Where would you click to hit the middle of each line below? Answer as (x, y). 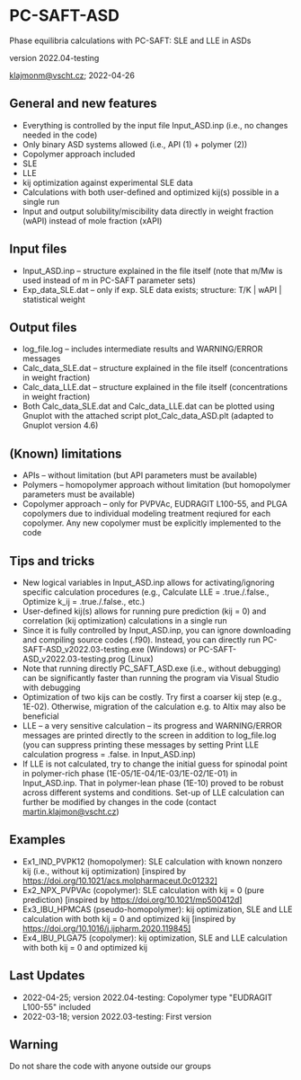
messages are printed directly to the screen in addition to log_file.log (149, 735)
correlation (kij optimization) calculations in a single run (124, 620)
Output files (44, 328)
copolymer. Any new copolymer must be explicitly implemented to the (151, 523)
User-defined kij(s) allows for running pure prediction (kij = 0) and (144, 611)
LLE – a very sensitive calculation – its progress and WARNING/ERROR (152, 726)
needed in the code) (60, 135)
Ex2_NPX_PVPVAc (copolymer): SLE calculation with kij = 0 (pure (143, 890)
